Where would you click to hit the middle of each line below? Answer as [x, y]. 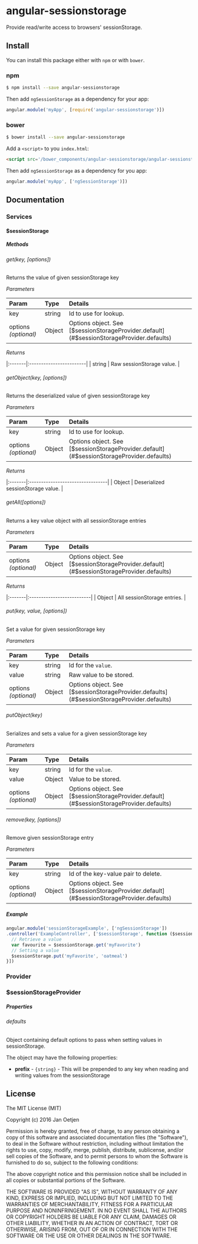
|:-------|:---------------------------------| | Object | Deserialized [85, 482]
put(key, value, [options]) [37, 611]
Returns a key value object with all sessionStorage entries [76, 520]
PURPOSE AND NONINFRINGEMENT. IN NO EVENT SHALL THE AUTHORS [97, 1210]
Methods [17, 244]
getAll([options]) [26, 502]
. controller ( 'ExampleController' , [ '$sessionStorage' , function [87, 934]
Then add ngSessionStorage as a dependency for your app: [77, 99]
